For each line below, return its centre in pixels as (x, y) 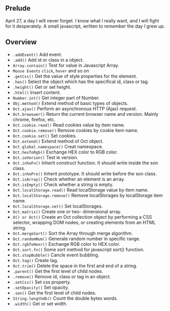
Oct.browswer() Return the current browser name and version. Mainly (86, 114)
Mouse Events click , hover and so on (51, 70)
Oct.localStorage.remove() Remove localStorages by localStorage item (88, 195)
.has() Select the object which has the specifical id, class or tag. (81, 82)
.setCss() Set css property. (42, 282)
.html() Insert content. (37, 92)
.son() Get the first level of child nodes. (54, 293)
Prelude (18, 8)
